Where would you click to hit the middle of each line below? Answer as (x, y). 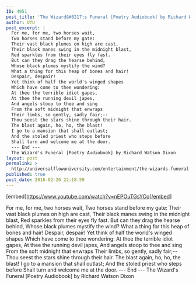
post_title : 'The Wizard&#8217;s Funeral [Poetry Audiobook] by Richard (96, 17)
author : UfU (20, 22)
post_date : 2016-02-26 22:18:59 (45, 180)
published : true (26, 175)
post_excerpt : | (26, 28)
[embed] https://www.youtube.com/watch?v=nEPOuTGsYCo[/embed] (89, 196)
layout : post (22, 158)
